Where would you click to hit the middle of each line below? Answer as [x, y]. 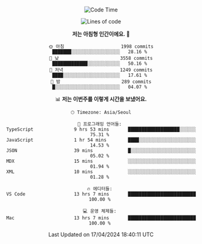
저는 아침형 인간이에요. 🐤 [101, 34]
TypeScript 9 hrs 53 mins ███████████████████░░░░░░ [101, 130]
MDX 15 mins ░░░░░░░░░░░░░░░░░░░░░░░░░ [101, 161]
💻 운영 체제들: [100, 211]
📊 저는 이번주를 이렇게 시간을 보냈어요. [101, 99]
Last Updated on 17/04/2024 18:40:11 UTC [101, 234]
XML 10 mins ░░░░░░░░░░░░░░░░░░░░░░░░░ [101, 172]
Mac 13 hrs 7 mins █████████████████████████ [101, 218]
